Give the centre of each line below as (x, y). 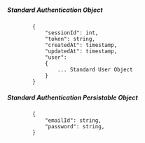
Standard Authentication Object (55, 10)
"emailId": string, (73, 120)
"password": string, (75, 126)
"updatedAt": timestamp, (81, 51)
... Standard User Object (95, 69)
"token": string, (70, 39)
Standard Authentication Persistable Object (72, 97)
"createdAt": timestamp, (81, 45)
